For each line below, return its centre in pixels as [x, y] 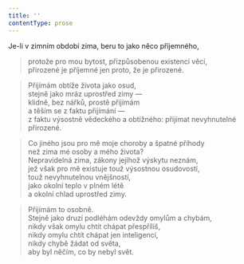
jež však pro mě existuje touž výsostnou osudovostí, [114, 168]
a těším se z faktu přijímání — [76, 110]
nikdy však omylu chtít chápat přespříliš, [94, 226]
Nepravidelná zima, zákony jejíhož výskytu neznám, [113, 160]
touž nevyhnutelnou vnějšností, [79, 177]
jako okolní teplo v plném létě [76, 185]
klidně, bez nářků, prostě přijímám [84, 102]
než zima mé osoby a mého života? [86, 152]
